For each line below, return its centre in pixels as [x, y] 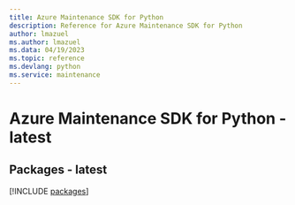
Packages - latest [58, 170]
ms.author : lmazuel [45, 42]
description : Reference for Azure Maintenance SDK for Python [126, 26]
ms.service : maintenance [55, 75]
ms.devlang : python [45, 67]
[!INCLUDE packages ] [49, 191]
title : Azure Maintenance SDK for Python [87, 17]
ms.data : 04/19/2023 [47, 50]
